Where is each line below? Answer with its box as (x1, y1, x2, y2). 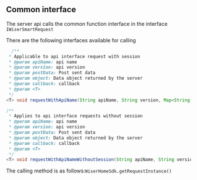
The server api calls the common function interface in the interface (6, 20, 168, 27)
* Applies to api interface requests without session (8, 113, 143, 119)
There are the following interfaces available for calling (6, 36, 136, 43)
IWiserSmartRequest (6, 26, 54, 32)
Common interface (6, 5, 76, 15)
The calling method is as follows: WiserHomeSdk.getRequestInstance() (6, 167, 172, 175)
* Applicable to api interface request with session (8, 53, 141, 59)
